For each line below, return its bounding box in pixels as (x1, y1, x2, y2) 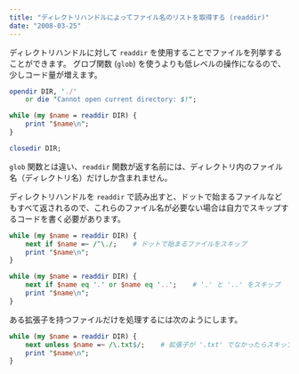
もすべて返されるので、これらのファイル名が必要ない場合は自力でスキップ (9, 202, 281, 213)
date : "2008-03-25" (9, 21, 82, 30)
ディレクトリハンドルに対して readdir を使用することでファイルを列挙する (9, 46, 283, 58)
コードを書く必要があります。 (16, 213, 126, 224)
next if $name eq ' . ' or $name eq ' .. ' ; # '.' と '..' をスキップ (25, 280, 280, 289)
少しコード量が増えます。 (9, 69, 102, 80)
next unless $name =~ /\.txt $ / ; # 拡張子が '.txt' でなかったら (25, 340, 267, 349)
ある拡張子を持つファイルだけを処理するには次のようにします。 (9, 313, 243, 325)
